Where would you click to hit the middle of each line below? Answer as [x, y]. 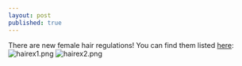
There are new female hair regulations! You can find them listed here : [121, 45]
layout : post [30, 15]
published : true [35, 23]
